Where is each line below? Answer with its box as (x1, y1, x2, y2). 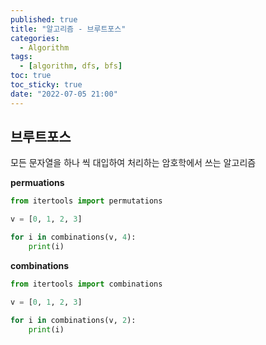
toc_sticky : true (10, 80, 83, 90)
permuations (10, 177, 65, 189)
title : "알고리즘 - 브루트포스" (10, 24, 127, 34)
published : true (10, 14, 78, 25)
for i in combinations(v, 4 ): (10, 232, 137, 243)
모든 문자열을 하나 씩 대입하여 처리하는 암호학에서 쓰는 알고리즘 (10, 157, 257, 169)
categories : (10, 33, 60, 43)
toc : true (10, 71, 52, 81)
